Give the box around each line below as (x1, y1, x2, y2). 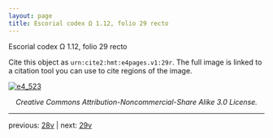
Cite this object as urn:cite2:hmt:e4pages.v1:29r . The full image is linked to (8, 57, 262, 67)
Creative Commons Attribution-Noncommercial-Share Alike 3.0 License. (15, 97, 258, 107)
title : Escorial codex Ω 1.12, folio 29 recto (8, 19, 169, 27)
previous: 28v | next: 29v (8, 120, 93, 130)
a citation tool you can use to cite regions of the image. (8, 65, 193, 75)
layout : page (8, 11, 53, 20)
